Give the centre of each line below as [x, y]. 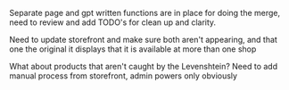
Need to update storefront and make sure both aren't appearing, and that [144, 40]
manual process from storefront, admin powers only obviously [124, 76]
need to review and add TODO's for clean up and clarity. [113, 22]
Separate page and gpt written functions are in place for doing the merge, [145, 13]
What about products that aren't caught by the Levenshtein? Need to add [144, 66]
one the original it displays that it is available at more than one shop [133, 49]
